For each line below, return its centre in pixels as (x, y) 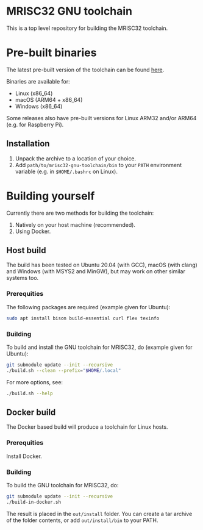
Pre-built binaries (52, 53)
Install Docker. (24, 456)
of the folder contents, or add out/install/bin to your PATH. (82, 520)
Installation (28, 144)
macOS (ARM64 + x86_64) (49, 99)
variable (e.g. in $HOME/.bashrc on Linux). (66, 171)
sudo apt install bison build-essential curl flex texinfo (83, 318)
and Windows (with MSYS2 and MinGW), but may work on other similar (96, 271)
